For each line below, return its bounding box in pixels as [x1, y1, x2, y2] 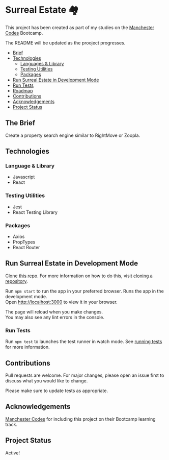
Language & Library [5, 162, 55, 170]
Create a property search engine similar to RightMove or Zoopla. [5, 132, 140, 138]
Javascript [12, 174, 35, 180]
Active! [5, 450, 20, 456]
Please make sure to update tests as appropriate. [5, 388, 108, 394]
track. [5, 421, 18, 427]
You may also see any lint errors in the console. [5, 314, 104, 320]
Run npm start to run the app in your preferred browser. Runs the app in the [5, 288, 164, 294]
